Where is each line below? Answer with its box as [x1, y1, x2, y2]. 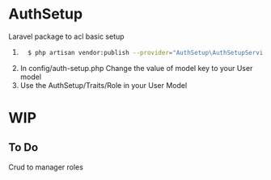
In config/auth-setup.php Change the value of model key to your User [19, 63, 253, 73]
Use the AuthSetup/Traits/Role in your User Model [19, 80, 188, 90]
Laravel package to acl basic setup [8, 31, 125, 41]
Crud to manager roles [8, 162, 83, 172]
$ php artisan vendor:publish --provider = [28, 48, 173, 57]
